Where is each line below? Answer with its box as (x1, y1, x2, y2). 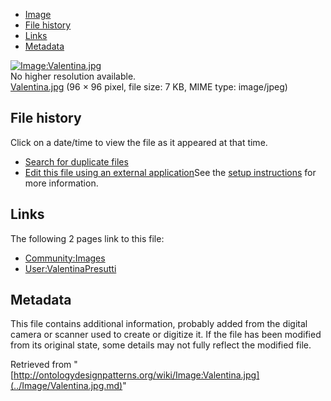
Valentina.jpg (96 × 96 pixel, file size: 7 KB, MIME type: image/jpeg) (10, 81, 288, 93)
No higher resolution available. (10, 70, 137, 82)
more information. (24, 177, 99, 189)
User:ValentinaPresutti (24, 262, 117, 274)
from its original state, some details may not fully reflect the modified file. (10, 339, 312, 351)
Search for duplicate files (24, 155, 129, 168)
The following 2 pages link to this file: (10, 232, 165, 244)
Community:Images (24, 252, 106, 264)
